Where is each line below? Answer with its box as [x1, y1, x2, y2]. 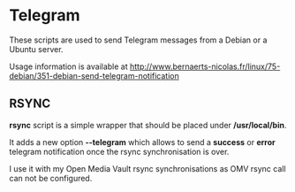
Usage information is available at [9, 61, 128, 72]
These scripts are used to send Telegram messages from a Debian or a [9, 35, 268, 45]
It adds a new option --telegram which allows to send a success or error [9, 136, 276, 147]
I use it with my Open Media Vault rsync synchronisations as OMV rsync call [9, 163, 286, 173]
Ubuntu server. [9, 43, 64, 54]
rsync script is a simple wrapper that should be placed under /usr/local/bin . [9, 119, 287, 130]
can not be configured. [9, 173, 93, 183]
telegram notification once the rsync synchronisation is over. [9, 146, 230, 157]
